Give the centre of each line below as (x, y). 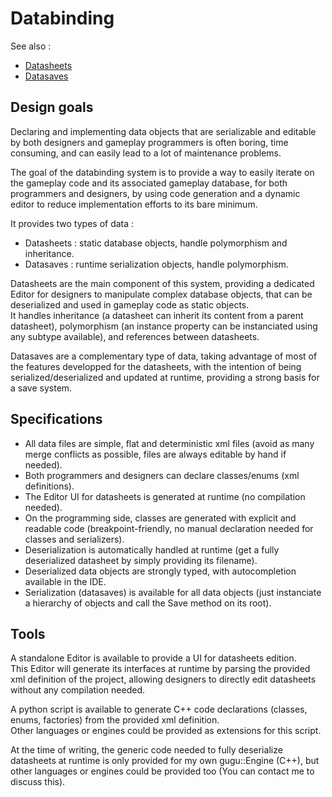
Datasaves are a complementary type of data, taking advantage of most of (164, 356)
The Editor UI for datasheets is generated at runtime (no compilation (165, 496)
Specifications (56, 419)
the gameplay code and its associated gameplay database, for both (149, 183)
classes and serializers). (74, 539)
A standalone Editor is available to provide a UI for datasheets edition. (153, 658)
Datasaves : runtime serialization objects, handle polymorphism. (156, 264)
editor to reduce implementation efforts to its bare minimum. (134, 204)
